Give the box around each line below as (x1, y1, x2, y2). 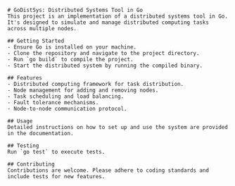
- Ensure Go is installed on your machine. (7, 44, 137, 51)
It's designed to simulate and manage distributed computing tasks (7, 19, 210, 26)
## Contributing (7, 161, 55, 168)
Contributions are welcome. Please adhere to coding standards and (7, 167, 210, 174)
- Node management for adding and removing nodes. (7, 87, 159, 94)
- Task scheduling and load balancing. (7, 93, 125, 100)
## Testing (7, 142, 39, 149)
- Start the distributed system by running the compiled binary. (7, 62, 203, 69)
